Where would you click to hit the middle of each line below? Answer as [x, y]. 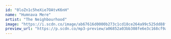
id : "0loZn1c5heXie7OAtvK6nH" [37, 10]
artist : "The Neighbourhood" [36, 19]
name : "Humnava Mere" [28, 15]
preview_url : [19, 29]
